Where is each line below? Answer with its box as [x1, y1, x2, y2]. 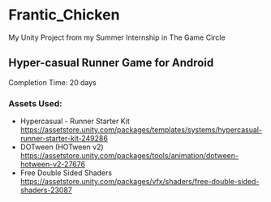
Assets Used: [8, 97, 62, 109]
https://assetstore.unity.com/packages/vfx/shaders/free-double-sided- [19, 177, 260, 187]
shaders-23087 [19, 185, 73, 196]
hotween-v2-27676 [19, 160, 86, 170]
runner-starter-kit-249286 [19, 134, 108, 144]
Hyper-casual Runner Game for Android [8, 56, 214, 70]
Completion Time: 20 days [8, 77, 97, 87]
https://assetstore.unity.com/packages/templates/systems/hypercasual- [19, 125, 262, 135]
